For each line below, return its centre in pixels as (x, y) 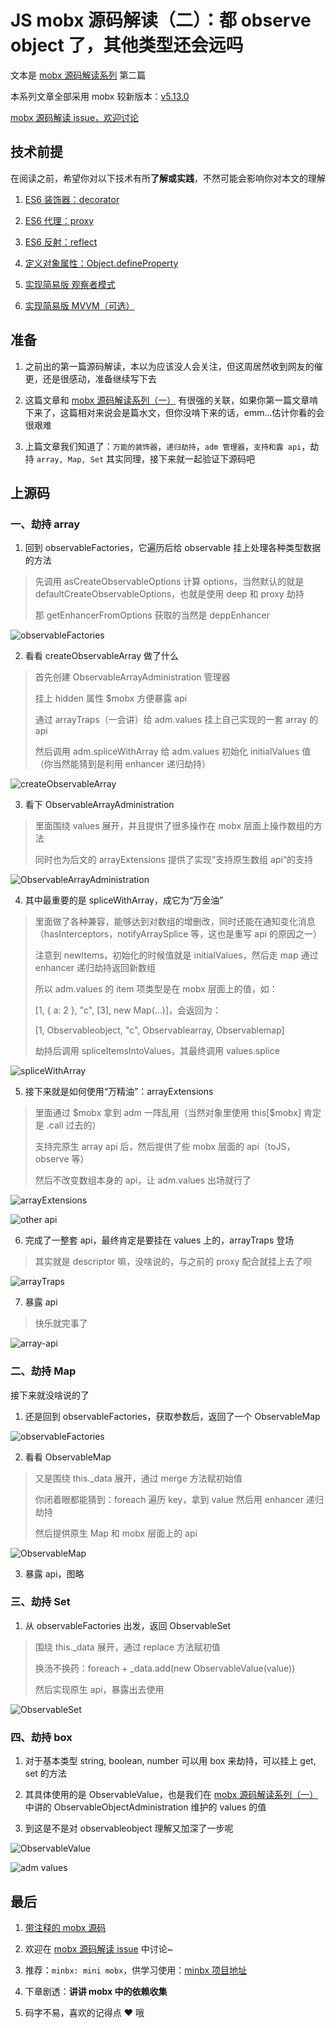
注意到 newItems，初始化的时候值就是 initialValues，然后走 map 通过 (176, 955)
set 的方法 (45, 1773)
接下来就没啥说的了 (50, 1395)
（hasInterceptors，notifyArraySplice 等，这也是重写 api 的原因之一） (178, 934)
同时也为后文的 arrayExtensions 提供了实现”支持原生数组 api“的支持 (174, 860)
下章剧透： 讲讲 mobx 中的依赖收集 (96, 1991)
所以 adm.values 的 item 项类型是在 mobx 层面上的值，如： (156, 989)
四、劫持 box (41, 1737)
